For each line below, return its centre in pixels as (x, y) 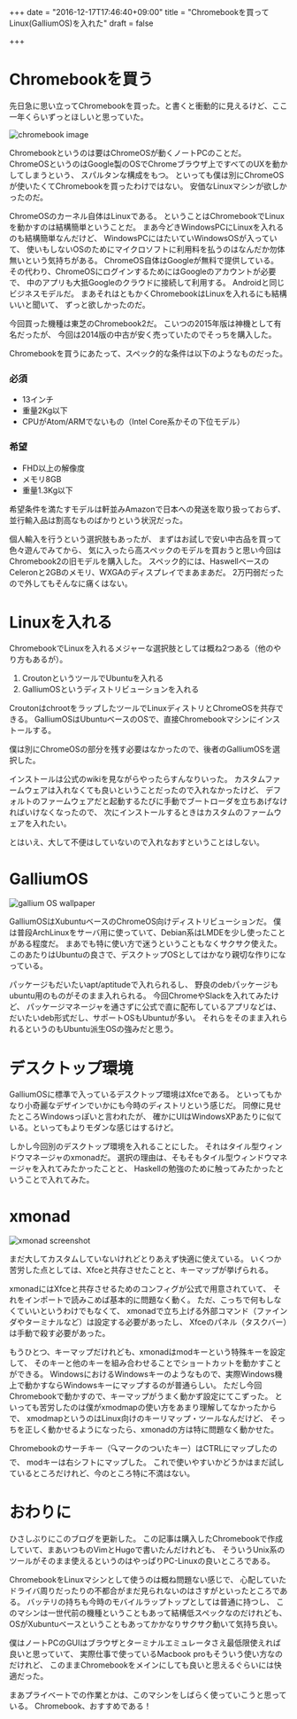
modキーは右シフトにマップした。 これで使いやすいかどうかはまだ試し (155, 1462)
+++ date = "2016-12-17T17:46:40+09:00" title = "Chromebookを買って (139, 12)
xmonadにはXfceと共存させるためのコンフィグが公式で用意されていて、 (140, 1289)
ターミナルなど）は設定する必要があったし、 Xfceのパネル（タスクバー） (156, 1322)
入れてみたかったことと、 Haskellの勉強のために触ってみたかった (158, 1168)
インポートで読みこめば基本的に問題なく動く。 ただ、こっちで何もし (149, 1300)
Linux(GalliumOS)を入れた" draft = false (81, 23)
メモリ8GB (42, 479)
